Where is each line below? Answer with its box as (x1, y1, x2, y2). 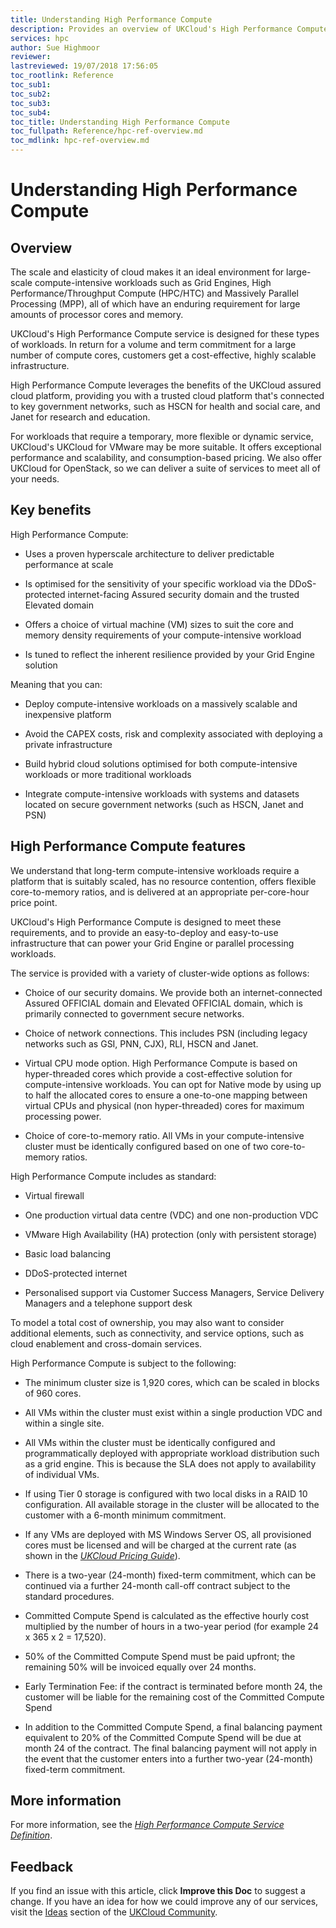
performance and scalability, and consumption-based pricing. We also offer (10, 452, 322, 463)
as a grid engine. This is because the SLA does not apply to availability (24, 1457, 317, 1470)
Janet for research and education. (10, 411, 151, 423)
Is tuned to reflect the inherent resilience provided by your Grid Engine (24, 648, 315, 660)
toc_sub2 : (10, 89, 52, 99)
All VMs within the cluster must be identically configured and (24, 1436, 276, 1448)
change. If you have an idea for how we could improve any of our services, (10, 1896, 319, 1908)
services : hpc (10, 33, 70, 43)
